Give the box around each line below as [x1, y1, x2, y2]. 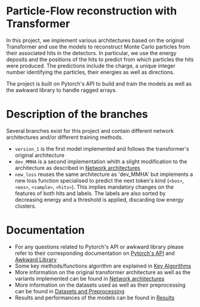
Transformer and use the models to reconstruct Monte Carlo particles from [6, 43, 190, 50]
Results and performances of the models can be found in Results [14, 294, 175, 301]
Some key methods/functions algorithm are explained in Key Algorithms [14, 262, 192, 269]
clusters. [14, 202, 37, 209]
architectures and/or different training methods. [6, 133, 124, 141]
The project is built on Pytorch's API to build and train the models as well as [6, 80, 192, 87]
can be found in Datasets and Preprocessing [14, 287, 125, 294]
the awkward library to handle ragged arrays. [6, 86, 118, 93]
